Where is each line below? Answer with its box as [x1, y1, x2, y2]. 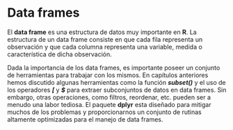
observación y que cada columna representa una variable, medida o [7, 42, 203, 51]
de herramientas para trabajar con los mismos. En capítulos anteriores [7, 71, 209, 79]
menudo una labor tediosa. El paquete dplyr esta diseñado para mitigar [7, 100, 211, 108]
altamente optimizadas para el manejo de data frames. [7, 115, 163, 123]
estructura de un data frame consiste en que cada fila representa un [7, 35, 203, 43]
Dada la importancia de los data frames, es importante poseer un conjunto [7, 63, 220, 72]
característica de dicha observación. [7, 50, 113, 58]
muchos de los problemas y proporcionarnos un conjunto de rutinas [7, 108, 202, 116]
